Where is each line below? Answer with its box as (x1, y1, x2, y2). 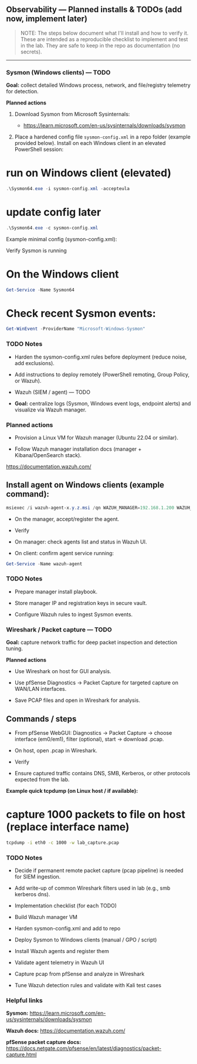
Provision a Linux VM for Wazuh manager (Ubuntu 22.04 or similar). (14, 434, 179, 441)
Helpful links (6, 996, 43, 1004)
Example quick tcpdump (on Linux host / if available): (6, 787, 138, 794)
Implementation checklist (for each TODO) (14, 902, 117, 909)
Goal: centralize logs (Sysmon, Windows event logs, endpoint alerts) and (14, 400, 191, 407)
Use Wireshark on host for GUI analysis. (14, 668, 111, 675)
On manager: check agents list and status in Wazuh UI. (14, 538, 148, 545)
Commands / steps (6, 714, 77, 724)
